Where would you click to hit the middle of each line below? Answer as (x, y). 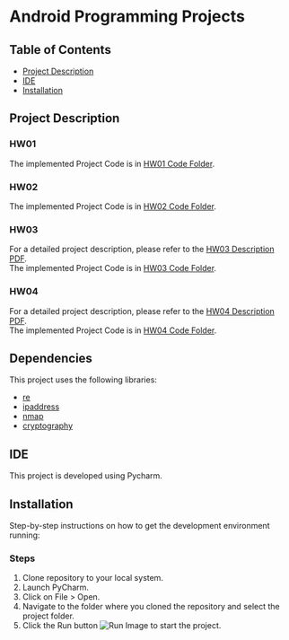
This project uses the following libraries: (83, 380)
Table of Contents (61, 50)
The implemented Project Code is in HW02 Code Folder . (113, 206)
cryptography (48, 426)
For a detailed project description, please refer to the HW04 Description (142, 311)
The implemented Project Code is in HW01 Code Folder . (112, 163)
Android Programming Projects (127, 17)
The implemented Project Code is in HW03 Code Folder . (113, 268)
